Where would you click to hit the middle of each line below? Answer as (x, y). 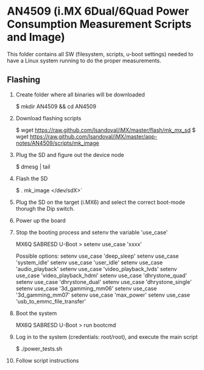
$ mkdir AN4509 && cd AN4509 (56, 106)
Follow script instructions (47, 360)
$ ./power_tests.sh (39, 349)
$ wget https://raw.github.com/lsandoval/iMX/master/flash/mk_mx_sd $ (106, 130)
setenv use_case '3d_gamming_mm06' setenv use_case (86, 288)
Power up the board (40, 220)
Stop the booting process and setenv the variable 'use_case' (92, 232)
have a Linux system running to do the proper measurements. (84, 60)
